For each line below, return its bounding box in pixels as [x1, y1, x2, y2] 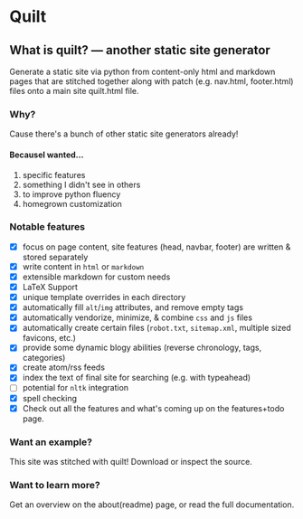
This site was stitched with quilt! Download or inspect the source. [9, 456, 253, 467]
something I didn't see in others [22, 179, 141, 190]
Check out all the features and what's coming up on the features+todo [22, 402, 285, 413]
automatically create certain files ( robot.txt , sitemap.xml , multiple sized [22, 323, 291, 334]
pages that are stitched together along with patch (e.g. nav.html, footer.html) [9, 76, 294, 87]
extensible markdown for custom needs [22, 271, 171, 282]
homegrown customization [22, 198, 122, 209]
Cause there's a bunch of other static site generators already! [9, 128, 239, 139]
